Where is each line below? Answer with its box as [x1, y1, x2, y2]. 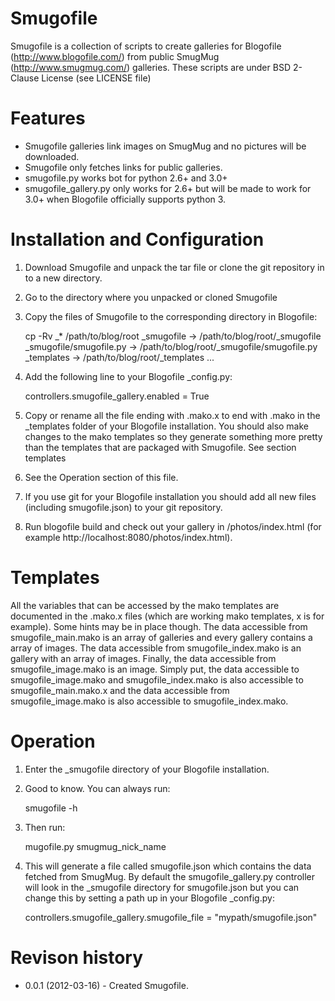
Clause [10, 72, 40, 84]
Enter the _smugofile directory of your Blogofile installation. [24, 763, 270, 775]
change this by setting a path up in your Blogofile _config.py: [24, 892, 275, 904]
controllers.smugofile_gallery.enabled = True [24, 390, 210, 402]
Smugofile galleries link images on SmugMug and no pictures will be [24, 140, 307, 152]
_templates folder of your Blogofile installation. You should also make [24, 420, 310, 432]
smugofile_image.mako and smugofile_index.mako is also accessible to [10, 673, 304, 686]
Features [10, 107, 86, 130]
